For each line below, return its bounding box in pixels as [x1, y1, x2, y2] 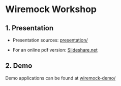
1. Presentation [5, 24, 54, 32]
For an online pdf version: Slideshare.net [12, 47, 98, 53]
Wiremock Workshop [5, 4, 97, 15]
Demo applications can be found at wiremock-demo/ [5, 75, 116, 81]
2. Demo [5, 62, 33, 70]
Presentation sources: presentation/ [12, 37, 88, 43]
